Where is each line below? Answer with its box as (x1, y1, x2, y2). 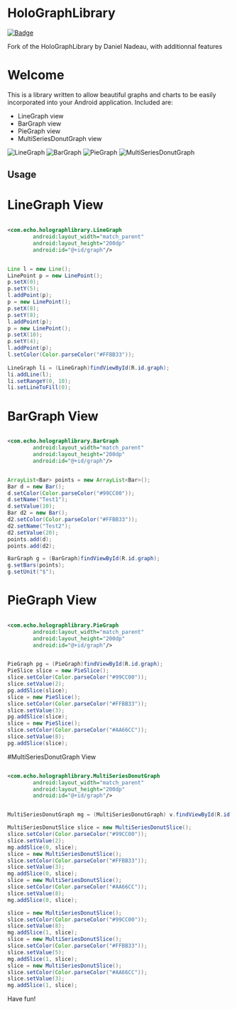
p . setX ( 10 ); (7, 331, 43, 338)
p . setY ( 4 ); (7, 338, 40, 345)
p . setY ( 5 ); (7, 285, 40, 292)
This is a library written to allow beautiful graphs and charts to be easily (7, 90, 216, 99)
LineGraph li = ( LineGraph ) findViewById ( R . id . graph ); (7, 364, 170, 372)
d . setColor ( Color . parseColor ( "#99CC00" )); (7, 489, 135, 497)
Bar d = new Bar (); (7, 483, 65, 490)
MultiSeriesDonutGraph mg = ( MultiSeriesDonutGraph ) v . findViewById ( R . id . (7, 811, 233, 818)
